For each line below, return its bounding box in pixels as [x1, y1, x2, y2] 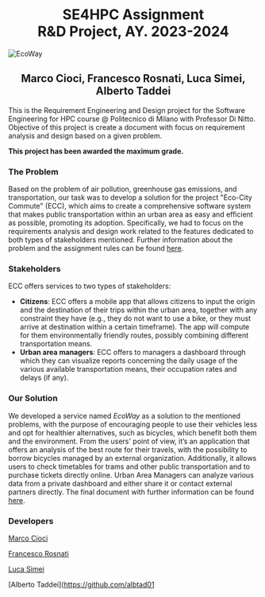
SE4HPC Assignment [62, 6, 205, 24]
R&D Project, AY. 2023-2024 [36, 22, 230, 41]
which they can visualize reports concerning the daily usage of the [19, 356, 238, 365]
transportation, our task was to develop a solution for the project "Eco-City [8, 193, 252, 202]
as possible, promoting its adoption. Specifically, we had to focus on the [8, 218, 244, 228]
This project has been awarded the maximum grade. [8, 146, 184, 156]
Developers [8, 515, 54, 526]
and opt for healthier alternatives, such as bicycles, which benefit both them [8, 427, 257, 437]
